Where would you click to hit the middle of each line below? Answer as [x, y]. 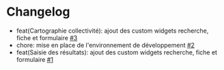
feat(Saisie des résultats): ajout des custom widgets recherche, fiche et [117, 52]
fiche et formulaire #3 [47, 37]
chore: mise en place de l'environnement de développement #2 [106, 45]
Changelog [38, 12]
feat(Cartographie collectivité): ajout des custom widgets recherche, [112, 31]
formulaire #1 [35, 59]
